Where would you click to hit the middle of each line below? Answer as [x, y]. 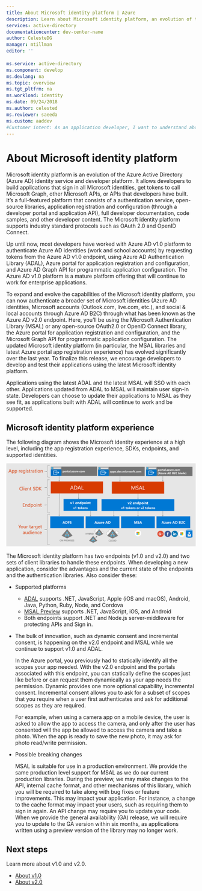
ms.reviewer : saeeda [32, 115]
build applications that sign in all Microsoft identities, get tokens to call [93, 188]
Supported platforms [41, 587]
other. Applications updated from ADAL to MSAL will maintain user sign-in [98, 389]
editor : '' [20, 51]
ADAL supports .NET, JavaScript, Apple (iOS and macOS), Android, [107, 599]
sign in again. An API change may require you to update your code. [98, 811]
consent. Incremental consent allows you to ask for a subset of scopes [103, 693]
